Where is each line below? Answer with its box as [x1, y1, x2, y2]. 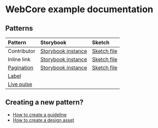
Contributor [8, 47, 36, 55]
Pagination [8, 64, 34, 71]
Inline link [8, 56, 31, 63]
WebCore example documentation [5, 4, 154, 15]
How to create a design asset [12, 117, 74, 123]
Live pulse [8, 81, 33, 88]
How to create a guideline [12, 111, 67, 118]
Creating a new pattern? [5, 98, 84, 107]
